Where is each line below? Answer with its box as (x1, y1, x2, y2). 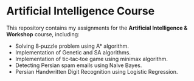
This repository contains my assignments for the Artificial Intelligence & (6, 24, 188, 31)
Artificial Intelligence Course (6, 4, 155, 18)
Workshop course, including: (6, 30, 80, 37)
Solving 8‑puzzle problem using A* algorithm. (15, 42, 130, 50)
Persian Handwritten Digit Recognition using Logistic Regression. (15, 68, 178, 75)
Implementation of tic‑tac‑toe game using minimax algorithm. (15, 55, 168, 62)
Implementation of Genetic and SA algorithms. (15, 48, 131, 56)
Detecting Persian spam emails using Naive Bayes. (15, 62, 142, 69)
